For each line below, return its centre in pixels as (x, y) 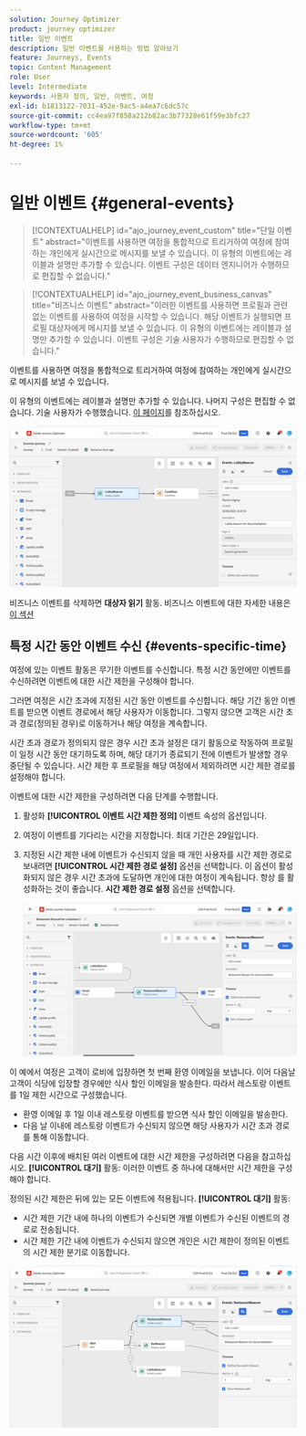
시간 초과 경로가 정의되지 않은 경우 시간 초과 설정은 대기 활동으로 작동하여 (139, 743)
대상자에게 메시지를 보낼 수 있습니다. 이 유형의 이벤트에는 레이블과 (165, 328)
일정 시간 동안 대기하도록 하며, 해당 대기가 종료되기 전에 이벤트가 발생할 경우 (153, 754)
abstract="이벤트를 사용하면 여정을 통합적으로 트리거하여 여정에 (159, 241)
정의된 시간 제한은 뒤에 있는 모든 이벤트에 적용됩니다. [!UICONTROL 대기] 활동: (150, 1199)
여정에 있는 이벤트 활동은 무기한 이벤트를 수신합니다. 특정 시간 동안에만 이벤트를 (150, 670)
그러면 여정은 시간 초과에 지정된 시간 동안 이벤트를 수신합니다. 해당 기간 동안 (144, 701)
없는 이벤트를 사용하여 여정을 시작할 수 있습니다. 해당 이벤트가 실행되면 (157, 316)
